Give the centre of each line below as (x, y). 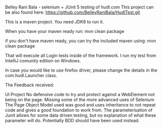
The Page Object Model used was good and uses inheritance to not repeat (81, 105)
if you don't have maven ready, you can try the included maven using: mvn (81, 41)
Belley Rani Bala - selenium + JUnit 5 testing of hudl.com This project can (79, 7)
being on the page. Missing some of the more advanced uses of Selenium (80, 100)
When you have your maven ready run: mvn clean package (65, 31)
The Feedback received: (30, 85)
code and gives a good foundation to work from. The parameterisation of (79, 110)
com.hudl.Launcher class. (31, 75)
